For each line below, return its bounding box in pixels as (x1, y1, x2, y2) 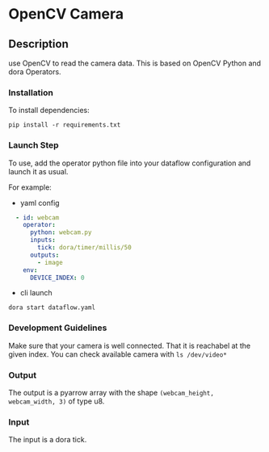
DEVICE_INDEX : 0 (29, 274, 85, 282)
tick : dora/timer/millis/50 (37, 244, 132, 252)
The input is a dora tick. (8, 435, 87, 445)
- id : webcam (15, 213, 60, 222)
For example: (8, 182, 53, 192)
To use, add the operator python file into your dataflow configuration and (8, 158, 251, 168)
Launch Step (8, 140, 59, 151)
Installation (8, 86, 54, 98)
